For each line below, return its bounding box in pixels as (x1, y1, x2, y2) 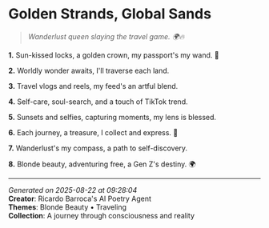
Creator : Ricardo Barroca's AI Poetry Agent (8, 194, 152, 203)
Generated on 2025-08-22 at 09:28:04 (8, 185, 138, 194)
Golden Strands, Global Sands (8, 5, 212, 23)
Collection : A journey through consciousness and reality (8, 210, 195, 220)
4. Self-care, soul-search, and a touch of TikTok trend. (8, 97, 188, 106)
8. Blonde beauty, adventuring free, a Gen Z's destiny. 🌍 (8, 159, 196, 169)
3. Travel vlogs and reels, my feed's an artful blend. (8, 81, 179, 90)
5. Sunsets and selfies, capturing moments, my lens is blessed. (8, 112, 217, 122)
